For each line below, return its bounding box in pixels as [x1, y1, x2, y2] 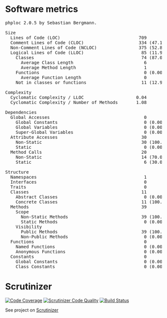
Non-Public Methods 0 [20, 234, 147, 239]
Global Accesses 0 [10, 114, 147, 120]
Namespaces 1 [10, 174, 147, 180]
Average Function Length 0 [20, 75, 147, 80]
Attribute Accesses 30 [10, 134, 147, 140]
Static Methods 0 [20, 219, 147, 224]
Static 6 [15, 159, 147, 165]
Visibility [15, 224, 42, 229]
